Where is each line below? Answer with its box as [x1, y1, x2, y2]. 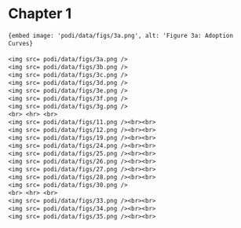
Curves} [8, 39, 34, 47]
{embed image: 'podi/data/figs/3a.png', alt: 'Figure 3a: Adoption [8, 31, 234, 39]
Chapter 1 [8, 5, 72, 23]
